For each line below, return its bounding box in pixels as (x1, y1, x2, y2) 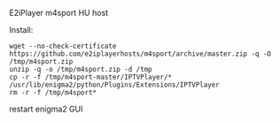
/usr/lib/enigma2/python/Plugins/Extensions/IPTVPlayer (9, 81, 220, 89)
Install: (9, 25, 34, 35)
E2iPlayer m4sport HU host (9, 8, 109, 18)
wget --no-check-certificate (9, 42, 117, 50)
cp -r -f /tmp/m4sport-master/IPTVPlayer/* (9, 73, 173, 81)
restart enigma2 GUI (9, 104, 83, 114)
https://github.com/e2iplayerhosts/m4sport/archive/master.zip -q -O (9, 50, 272, 58)
